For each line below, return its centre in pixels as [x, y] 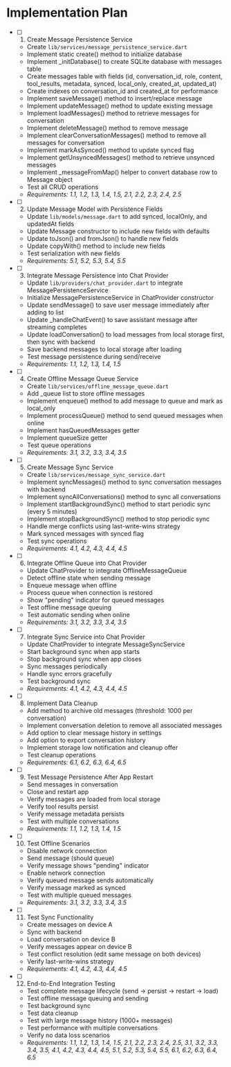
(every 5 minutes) [52, 511]
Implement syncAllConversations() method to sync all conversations [124, 496]
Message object [50, 179]
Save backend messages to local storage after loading [104, 349]
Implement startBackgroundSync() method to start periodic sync [119, 504]
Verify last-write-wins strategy [70, 961]
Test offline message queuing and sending [87, 998]
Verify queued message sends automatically [90, 880]
